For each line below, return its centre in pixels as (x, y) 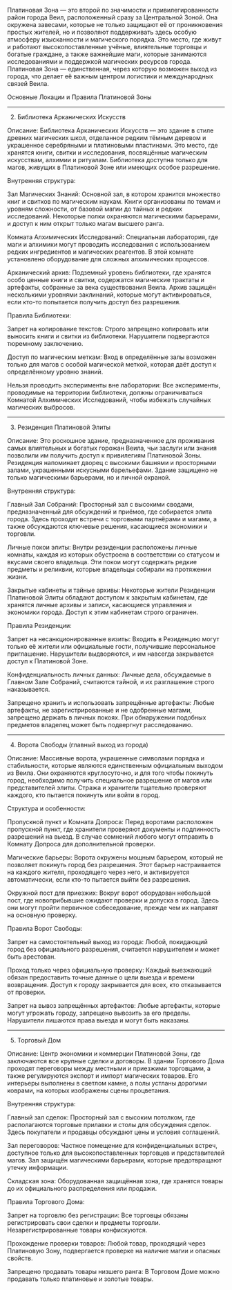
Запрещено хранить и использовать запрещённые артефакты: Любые (111, 703)
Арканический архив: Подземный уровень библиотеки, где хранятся (109, 272)
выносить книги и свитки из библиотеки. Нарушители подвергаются (108, 336)
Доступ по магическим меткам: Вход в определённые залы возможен (112, 357)
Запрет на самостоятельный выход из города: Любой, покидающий (108, 942)
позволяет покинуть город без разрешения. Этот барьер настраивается (114, 865)
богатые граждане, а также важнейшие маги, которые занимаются (107, 54)
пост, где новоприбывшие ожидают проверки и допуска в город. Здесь (113, 900)
